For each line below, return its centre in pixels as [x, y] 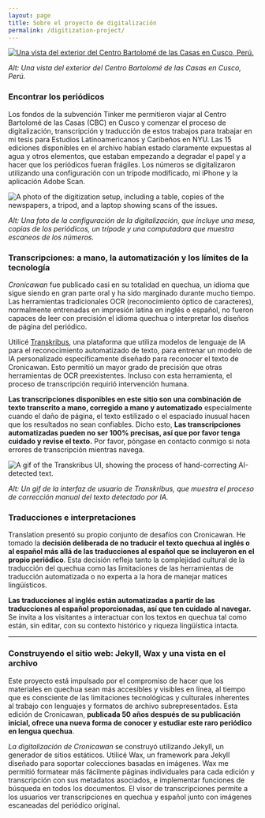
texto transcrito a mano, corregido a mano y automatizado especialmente [130, 407]
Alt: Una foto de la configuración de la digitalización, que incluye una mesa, [132, 220]
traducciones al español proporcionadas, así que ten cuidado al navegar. [130, 609]
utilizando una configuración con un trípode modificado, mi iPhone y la [123, 173]
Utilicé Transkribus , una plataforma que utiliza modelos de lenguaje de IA [127, 341]
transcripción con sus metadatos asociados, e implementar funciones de [127, 780]
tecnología [29, 267]
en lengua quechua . [41, 731]
